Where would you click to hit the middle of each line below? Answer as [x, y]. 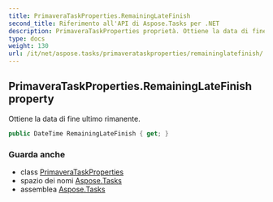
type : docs [27, 39]
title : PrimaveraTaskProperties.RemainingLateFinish [100, 16]
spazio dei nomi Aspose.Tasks [71, 180]
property [31, 99]
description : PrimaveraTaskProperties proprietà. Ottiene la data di [129, 31]
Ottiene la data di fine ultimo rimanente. [74, 118]
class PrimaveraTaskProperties [72, 172]
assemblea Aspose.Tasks [63, 189]
